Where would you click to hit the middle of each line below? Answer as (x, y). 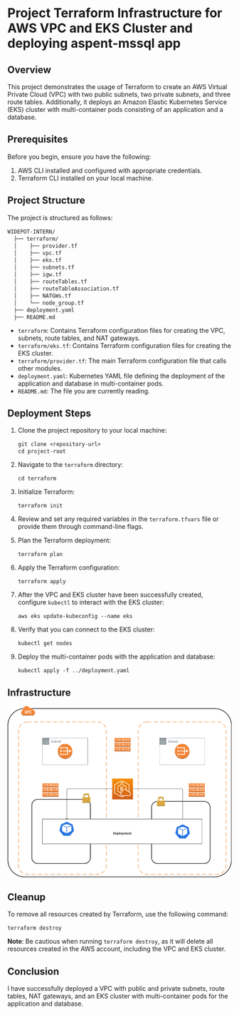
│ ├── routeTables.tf (51, 282)
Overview (30, 69)
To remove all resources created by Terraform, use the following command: (118, 914)
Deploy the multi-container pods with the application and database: (116, 656)
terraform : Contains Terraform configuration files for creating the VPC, (121, 330)
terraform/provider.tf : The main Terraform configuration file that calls (122, 361)
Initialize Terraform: (46, 492)
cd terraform (37, 479)
